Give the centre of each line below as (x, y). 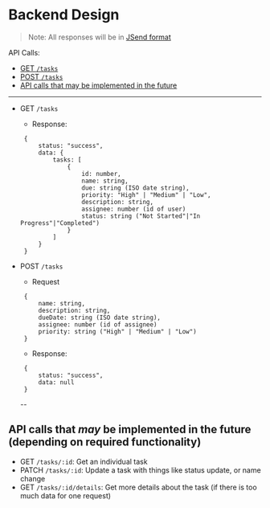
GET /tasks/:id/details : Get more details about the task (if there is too (138, 487)
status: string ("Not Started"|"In (141, 216)
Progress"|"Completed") (60, 223)
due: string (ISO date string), (136, 188)
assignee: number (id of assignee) (98, 324)
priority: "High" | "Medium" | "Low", (146, 195)
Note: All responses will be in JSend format (99, 37)
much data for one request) (65, 495)
